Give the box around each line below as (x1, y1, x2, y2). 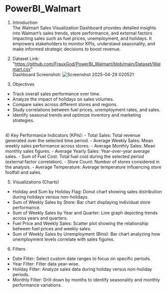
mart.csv (12, 66, 31, 72)
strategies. (12, 117, 35, 123)
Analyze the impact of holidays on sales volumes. (12, 96, 114, 102)
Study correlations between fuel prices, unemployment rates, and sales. (12, 107, 161, 113)
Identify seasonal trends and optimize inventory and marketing (12, 112, 141, 118)
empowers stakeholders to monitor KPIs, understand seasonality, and (12, 40, 156, 46)
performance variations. (12, 282, 62, 288)
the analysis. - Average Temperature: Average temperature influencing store (5, 164, 162, 170)
